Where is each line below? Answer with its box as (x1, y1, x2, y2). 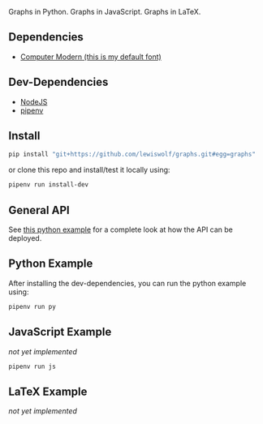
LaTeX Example (8, 384, 88, 398)
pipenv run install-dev (8, 181, 89, 189)
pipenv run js (8, 362, 57, 370)
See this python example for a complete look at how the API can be (8, 225, 234, 234)
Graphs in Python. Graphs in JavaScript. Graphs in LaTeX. (8, 7, 201, 16)
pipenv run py (8, 302, 57, 311)
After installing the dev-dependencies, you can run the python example (8, 278, 247, 288)
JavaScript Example (8, 325, 112, 339)
